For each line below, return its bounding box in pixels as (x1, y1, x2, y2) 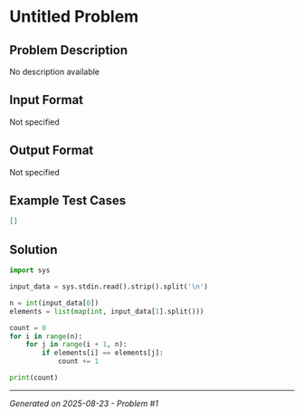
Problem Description (9, 43, 128, 58)
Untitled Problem (9, 6, 139, 27)
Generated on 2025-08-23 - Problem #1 (9, 398, 158, 409)
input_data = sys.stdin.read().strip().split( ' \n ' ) (9, 282, 208, 291)
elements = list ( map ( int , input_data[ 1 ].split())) (9, 307, 204, 316)
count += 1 (57, 357, 100, 366)
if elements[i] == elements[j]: (42, 348, 165, 358)
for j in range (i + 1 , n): (25, 340, 128, 349)
